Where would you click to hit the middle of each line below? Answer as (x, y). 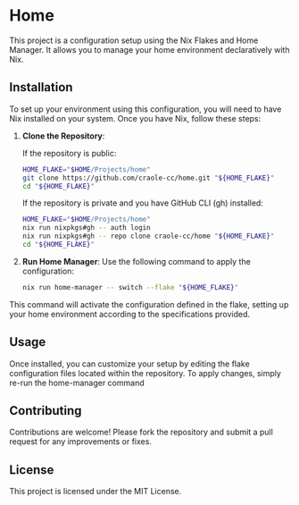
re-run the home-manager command (77, 383)
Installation (41, 87)
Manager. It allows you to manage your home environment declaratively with (149, 49)
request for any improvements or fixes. (80, 442)
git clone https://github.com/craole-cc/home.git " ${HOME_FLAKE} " (148, 178)
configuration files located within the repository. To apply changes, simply (145, 373)
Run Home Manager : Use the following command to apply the (137, 261)
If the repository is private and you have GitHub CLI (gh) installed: (142, 203)
